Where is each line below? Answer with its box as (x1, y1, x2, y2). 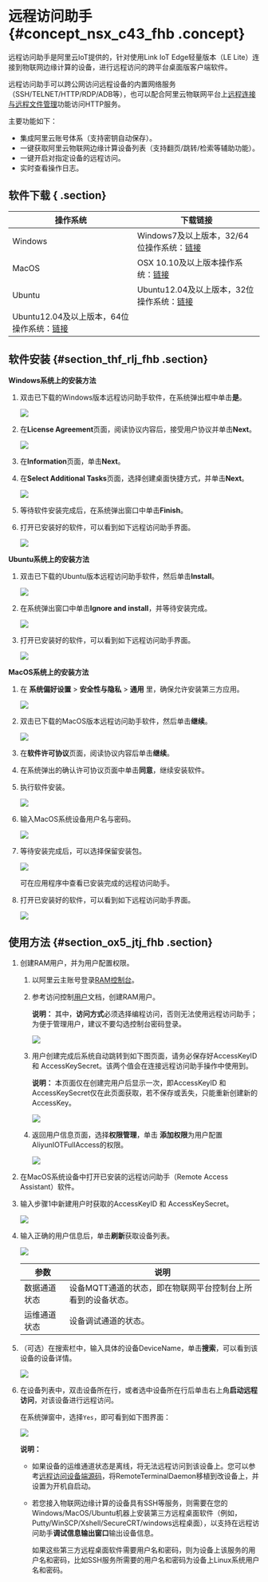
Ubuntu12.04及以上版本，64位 (12, 311, 129, 322)
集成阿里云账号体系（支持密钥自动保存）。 (19, 133, 157, 142)
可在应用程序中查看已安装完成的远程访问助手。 (19, 878, 174, 887)
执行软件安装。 (19, 782, 69, 791)
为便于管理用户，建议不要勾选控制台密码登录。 (31, 1019, 186, 1029)
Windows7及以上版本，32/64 (136, 229, 249, 241)
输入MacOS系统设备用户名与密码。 (19, 814, 136, 823)
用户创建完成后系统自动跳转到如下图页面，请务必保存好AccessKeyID (31, 1051, 258, 1061)
